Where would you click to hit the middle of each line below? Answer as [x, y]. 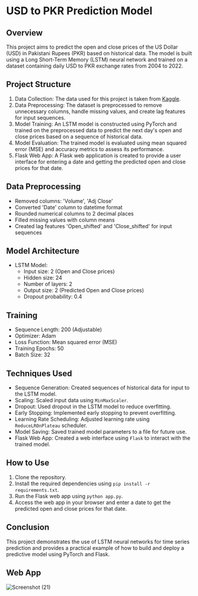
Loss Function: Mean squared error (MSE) [66, 342]
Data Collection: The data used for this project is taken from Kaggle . [98, 98]
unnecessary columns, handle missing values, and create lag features [100, 111]
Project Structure [39, 84]
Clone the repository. [40, 477]
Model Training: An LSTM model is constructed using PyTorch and [95, 124]
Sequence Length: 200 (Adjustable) [58, 329]
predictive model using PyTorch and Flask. [58, 554]
